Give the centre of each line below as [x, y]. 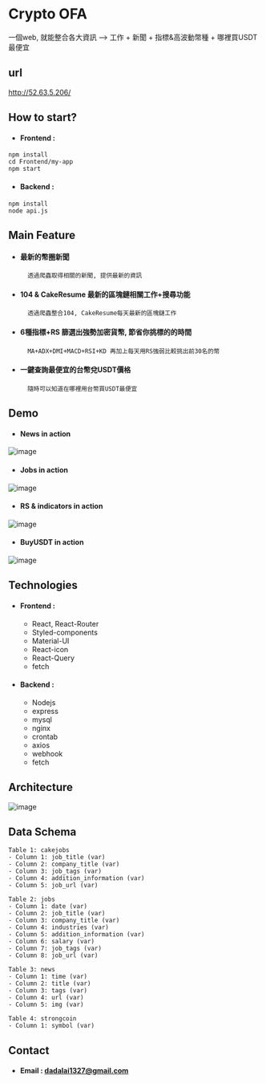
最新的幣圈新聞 [44, 257]
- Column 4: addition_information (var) [77, 878]
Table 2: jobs [32, 899]
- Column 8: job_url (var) [53, 955]
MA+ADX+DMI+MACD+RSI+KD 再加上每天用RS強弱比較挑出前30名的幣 [124, 351]
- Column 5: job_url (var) [53, 886]
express [45, 711]
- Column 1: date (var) [48, 907]
